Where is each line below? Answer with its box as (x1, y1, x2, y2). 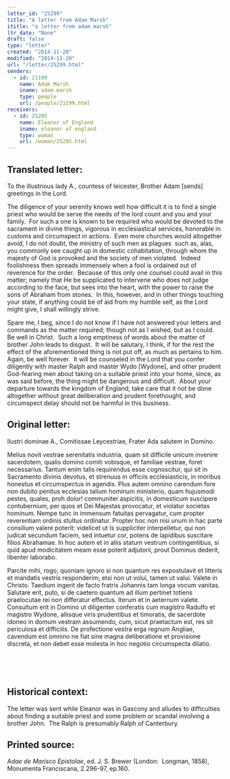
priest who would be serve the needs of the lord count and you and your (7, 209, 212, 218)
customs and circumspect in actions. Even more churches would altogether (7, 231, 222, 240)
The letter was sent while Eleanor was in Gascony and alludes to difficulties (7, 704, 220, 713)
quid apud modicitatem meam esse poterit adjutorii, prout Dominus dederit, (7, 546, 220, 554)
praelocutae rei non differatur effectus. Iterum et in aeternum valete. (7, 595, 200, 603)
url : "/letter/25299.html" (7, 61, 84, 68)
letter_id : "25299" (7, 10, 63, 17)
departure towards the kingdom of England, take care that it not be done (7, 384, 212, 393)
